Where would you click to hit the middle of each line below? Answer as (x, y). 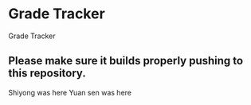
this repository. (47, 74)
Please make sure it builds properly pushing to (126, 61)
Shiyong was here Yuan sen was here (70, 92)
